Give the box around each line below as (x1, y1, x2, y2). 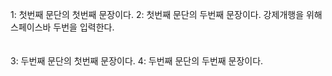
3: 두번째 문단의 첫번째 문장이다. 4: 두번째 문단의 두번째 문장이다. (10, 55, 264, 67)
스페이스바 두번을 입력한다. (10, 21, 115, 33)
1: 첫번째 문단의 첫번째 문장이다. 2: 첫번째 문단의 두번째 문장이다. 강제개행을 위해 (10, 9, 323, 20)
